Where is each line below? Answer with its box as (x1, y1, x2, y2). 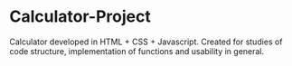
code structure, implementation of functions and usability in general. (9, 45, 265, 56)
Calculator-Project (9, 6, 151, 27)
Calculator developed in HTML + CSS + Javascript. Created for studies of (9, 36, 283, 47)
